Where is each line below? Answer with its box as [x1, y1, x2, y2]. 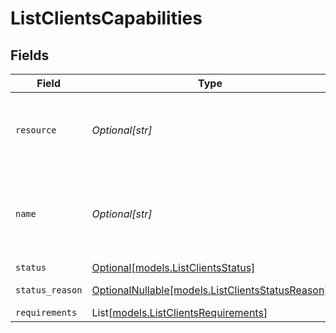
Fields [10, 47, 50, 64]
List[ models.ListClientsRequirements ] [91, 306, 268, 319]
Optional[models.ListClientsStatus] [91, 261, 256, 274]
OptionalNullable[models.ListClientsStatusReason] [91, 283, 329, 297]
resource [15, 125, 57, 136]
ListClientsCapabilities [10, 7, 203, 30]
